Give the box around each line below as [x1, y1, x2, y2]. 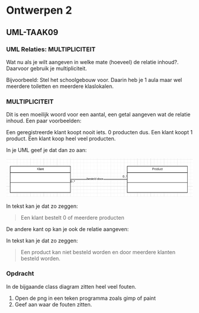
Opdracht [6, 270, 34, 278]
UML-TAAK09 [6, 27, 59, 37]
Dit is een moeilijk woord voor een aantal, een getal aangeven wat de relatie [6, 111, 191, 118]
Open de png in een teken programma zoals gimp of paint [14, 295, 156, 302]
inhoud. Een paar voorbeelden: [6, 117, 82, 125]
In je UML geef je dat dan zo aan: [6, 147, 87, 154]
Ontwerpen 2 [6, 4, 72, 17]
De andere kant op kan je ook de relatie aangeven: [6, 225, 129, 232]
